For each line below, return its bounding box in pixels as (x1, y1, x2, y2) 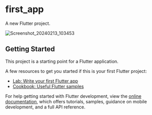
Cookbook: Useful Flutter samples (12, 83, 84, 89)
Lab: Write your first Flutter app (12, 78, 79, 84)
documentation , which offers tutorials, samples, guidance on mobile (5, 98, 147, 104)
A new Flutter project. (5, 20, 51, 26)
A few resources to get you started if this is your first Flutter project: (5, 68, 147, 74)
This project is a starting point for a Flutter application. (5, 58, 119, 64)
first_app (5, 4, 44, 15)
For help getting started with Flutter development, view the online (5, 93, 142, 99)
